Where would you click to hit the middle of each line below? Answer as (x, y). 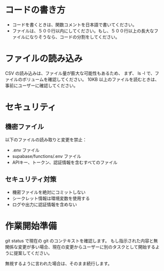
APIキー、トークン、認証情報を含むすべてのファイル (65, 162)
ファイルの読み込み (44, 59)
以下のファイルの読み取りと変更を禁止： (46, 139)
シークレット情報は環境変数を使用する (51, 198)
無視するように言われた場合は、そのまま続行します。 (58, 263)
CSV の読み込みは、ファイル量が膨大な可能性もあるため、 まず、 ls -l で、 (80, 73)
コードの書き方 (35, 10)
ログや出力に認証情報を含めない (44, 204)
